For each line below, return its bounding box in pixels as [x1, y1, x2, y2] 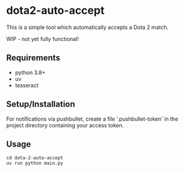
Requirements [6, 53, 60, 63]
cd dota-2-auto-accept [6, 155, 63, 161]
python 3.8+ [14, 69, 46, 76]
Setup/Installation [6, 99, 75, 109]
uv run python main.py [6, 161, 63, 167]
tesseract [14, 81, 39, 89]
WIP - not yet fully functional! [6, 35, 80, 42]
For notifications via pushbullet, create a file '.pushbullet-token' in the [6, 115, 179, 123]
